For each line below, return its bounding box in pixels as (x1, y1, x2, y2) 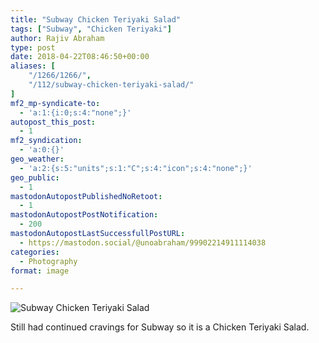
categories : (10, 247, 60, 257)
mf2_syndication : (10, 136, 83, 146)
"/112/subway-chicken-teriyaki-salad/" (28, 80, 195, 90)
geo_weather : (10, 154, 65, 164)
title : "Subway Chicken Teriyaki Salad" (10, 14, 182, 25)
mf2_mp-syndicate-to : (10, 98, 101, 108)
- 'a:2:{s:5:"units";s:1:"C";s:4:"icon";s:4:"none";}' (19, 163, 253, 173)
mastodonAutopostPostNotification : (10, 210, 159, 220)
